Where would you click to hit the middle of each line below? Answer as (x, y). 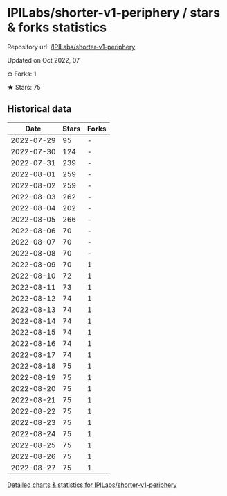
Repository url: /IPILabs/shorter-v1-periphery (71, 47)
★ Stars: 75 (24, 87)
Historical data (39, 109)
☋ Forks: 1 (22, 74)
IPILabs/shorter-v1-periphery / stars (113, 13)
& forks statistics (57, 27)
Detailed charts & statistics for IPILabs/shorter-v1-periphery (92, 485)
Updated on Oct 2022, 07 (44, 60)
